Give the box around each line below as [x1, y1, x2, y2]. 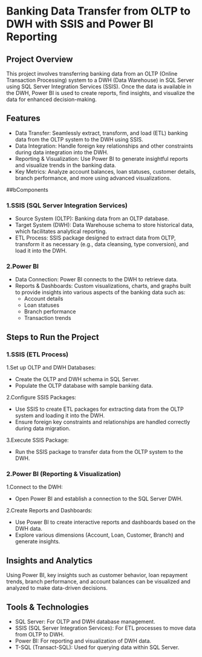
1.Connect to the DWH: [6, 483, 64, 491]
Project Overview [6, 54, 73, 64]
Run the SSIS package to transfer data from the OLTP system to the [15, 448, 183, 456]
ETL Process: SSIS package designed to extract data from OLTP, [15, 234, 177, 241]
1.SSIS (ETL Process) [6, 350, 69, 358]
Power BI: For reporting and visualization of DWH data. [15, 637, 152, 645]
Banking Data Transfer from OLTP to [6, 4, 191, 18]
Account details [24, 295, 64, 302]
